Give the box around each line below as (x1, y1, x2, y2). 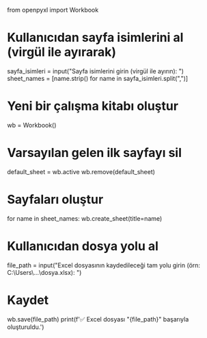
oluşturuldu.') (7, 322, 44, 331)
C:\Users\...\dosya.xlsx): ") (7, 268, 82, 276)
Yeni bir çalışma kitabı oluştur (7, 99, 179, 114)
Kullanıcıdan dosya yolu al (7, 238, 159, 254)
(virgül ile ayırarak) (7, 45, 117, 60)
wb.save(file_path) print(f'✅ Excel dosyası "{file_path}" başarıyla (7, 315, 189, 323)
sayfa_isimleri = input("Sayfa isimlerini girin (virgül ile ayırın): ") (7, 67, 184, 75)
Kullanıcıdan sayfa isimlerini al (7, 30, 184, 45)
